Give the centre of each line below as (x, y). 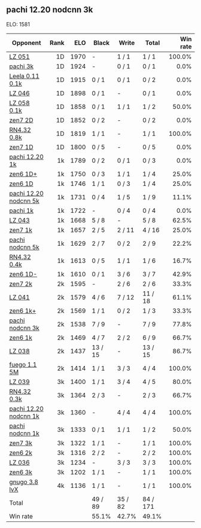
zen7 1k (21, 230)
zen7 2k (21, 283)
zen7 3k (21, 443)
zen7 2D (21, 120)
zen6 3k (21, 472)
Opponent (26, 42)
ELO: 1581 (18, 24)
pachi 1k (22, 210)
